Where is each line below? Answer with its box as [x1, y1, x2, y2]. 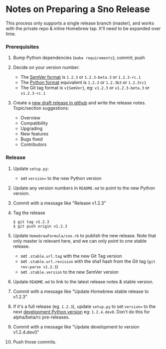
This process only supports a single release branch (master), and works [6, 20, 154, 26]
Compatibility [20, 120, 48, 126]
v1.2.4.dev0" [13, 329, 40, 335]
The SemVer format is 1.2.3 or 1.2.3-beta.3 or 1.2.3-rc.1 [20, 74, 141, 80]
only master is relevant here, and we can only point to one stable [13, 238, 147, 244]
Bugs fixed [20, 136, 43, 142]
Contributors [20, 141, 47, 147]
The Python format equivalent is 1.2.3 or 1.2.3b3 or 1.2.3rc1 [20, 79, 147, 86]
